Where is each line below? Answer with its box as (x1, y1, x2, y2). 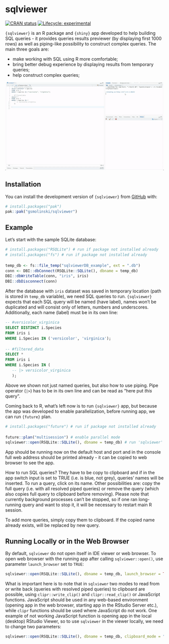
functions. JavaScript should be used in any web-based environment (5, 597, 148, 603)
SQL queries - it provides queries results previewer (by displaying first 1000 (5, 35, 162, 41)
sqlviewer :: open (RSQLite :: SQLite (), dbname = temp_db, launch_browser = (5, 572, 161, 577)
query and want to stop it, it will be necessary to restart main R (22, 502, 152, 508)
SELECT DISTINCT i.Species (5, 325, 62, 330)
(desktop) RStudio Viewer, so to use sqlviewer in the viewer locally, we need (5, 618, 163, 624)
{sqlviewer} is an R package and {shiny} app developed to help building (5, 30, 156, 36)
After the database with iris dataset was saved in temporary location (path (5, 288, 162, 294)
